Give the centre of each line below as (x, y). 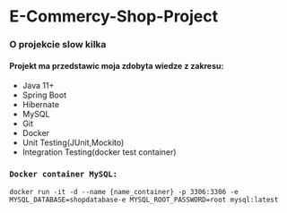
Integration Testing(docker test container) (99, 152)
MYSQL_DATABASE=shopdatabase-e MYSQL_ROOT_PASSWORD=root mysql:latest (144, 200)
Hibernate (41, 105)
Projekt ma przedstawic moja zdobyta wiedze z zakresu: (117, 65)
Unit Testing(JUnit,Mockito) (73, 143)
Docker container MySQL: (64, 175)
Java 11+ (38, 86)
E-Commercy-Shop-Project (114, 17)
